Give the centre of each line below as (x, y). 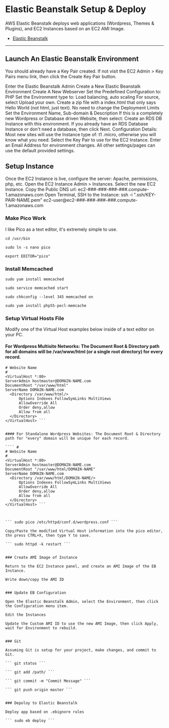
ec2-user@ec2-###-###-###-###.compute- (91, 200)
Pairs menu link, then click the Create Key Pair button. (61, 76)
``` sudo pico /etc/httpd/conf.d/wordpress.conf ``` (62, 522)
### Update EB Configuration (36, 593)
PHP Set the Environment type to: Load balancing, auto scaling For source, (82, 97)
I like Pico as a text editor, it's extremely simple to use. (61, 229)
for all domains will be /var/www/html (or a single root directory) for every (84, 352)
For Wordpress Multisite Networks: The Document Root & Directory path (82, 346)
